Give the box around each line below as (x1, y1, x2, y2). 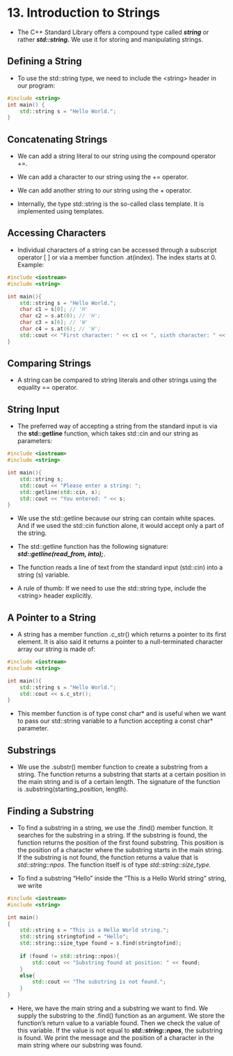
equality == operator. (17, 383, 79, 392)
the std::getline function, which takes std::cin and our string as (17, 429, 199, 438)
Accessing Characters (7, 227, 106, 239)
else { (19, 972, 36, 979)
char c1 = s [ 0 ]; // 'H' (19, 306, 89, 313)
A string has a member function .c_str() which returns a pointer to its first (17, 630, 227, 639)
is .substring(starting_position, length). (17, 785, 129, 794)
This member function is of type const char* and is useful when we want (17, 710, 226, 718)
